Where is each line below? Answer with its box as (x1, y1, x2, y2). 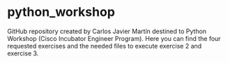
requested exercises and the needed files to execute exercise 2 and (7, 42, 202, 50)
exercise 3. (7, 49, 39, 57)
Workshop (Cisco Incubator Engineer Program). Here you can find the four (7, 34, 221, 42)
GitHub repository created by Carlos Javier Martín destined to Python (7, 27, 207, 35)
